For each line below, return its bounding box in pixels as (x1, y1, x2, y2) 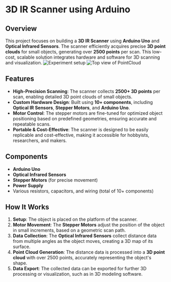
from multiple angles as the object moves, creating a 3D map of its (12, 238, 153, 244)
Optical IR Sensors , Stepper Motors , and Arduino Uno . (12, 104, 130, 111)
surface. (12, 243, 31, 250)
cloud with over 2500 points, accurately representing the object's (12, 255, 152, 261)
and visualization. (5, 60, 42, 65)
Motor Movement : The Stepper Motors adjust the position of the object (12, 222, 165, 228)
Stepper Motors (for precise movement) (12, 177, 98, 183)
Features (5, 75, 34, 83)
